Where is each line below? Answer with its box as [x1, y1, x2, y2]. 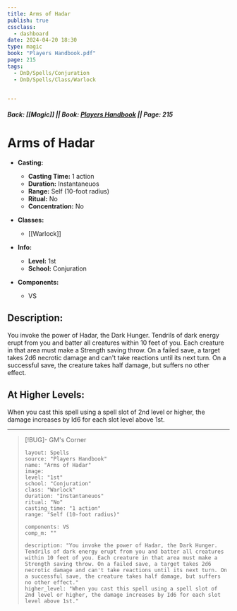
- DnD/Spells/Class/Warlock [13, 76, 97, 83]
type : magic [7, 43, 42, 50]
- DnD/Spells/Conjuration [13, 69, 90, 76]
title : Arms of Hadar [7, 10, 71, 18]
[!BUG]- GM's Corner [24, 435, 87, 444]
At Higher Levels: [7, 389, 85, 401]
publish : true [7, 17, 49, 24]
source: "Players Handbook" [24, 455, 107, 463]
